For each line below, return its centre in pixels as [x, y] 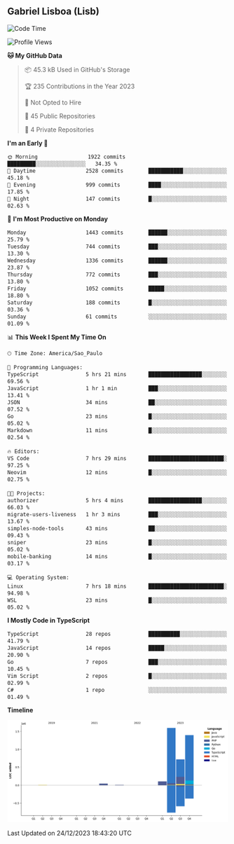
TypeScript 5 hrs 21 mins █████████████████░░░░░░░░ [117, 374]
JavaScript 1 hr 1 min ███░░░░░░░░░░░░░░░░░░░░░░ [117, 388]
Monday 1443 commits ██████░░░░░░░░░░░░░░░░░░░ [117, 233]
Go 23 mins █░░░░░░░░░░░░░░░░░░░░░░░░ [117, 416]
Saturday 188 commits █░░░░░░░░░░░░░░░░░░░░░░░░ [117, 303]
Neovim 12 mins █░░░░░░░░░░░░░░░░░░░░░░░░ [117, 472]
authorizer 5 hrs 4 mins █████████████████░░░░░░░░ [117, 500]
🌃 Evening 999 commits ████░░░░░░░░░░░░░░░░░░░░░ [117, 185]
